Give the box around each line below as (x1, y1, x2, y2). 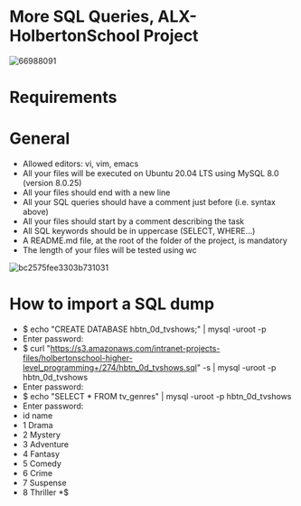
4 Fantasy (22, 449, 61, 459)
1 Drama (22, 420, 53, 430)
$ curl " (22, 343, 52, 353)
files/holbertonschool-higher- (22, 352, 133, 363)
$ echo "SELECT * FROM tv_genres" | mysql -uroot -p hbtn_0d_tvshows (22, 391, 292, 401)
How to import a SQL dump (9, 294, 215, 314)
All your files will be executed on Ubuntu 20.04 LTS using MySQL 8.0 (22, 168, 279, 179)
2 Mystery (22, 429, 61, 440)
